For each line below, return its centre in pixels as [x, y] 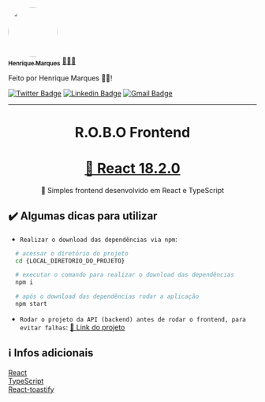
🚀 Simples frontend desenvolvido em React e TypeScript [132, 190]
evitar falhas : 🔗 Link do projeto [72, 327]
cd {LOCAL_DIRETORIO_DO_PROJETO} [70, 261]
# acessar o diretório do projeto [72, 253]
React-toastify [31, 389]
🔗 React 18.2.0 [132, 169]
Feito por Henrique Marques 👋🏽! [60, 78]
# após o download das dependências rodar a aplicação [107, 297]
